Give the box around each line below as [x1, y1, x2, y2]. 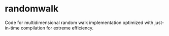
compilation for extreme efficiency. [20, 24, 94, 30]
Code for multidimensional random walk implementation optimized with [5, 19, 154, 25]
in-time [5, 24, 20, 30]
